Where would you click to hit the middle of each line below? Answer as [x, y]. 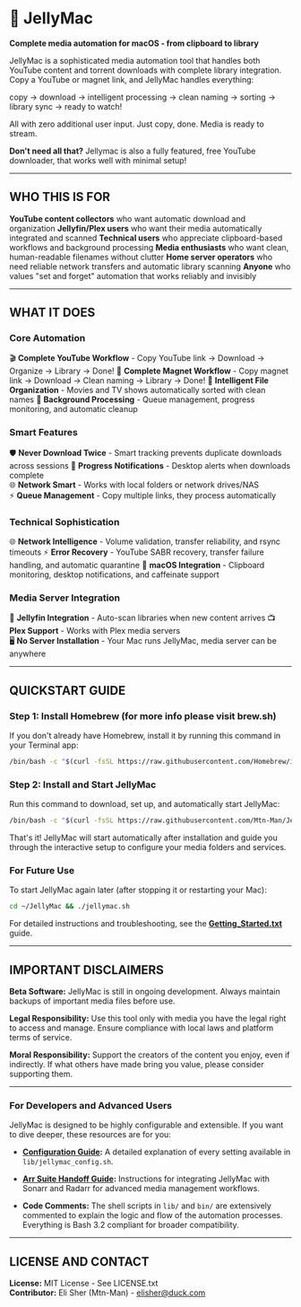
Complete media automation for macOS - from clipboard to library [134, 43]
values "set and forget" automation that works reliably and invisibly [133, 276]
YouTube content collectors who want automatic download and [128, 218]
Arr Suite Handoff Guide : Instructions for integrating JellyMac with [146, 1179]
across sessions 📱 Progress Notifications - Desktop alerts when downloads [150, 465]
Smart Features [43, 433]
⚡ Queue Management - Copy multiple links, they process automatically [143, 495]
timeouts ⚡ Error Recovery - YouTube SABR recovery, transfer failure [137, 552]
